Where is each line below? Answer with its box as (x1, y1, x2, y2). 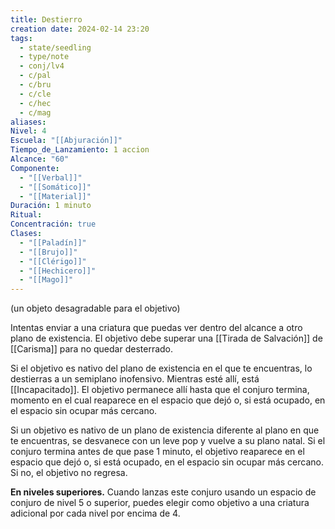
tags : (10, 33, 33, 43)
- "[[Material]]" (19, 191, 92, 201)
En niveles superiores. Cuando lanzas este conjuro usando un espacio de (10, 486, 317, 498)
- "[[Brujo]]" (19, 247, 78, 257)
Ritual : (10, 210, 43, 220)
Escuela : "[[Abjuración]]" (10, 136, 123, 146)
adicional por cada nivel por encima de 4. (10, 507, 181, 520)
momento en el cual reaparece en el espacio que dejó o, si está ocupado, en (10, 394, 326, 406)
